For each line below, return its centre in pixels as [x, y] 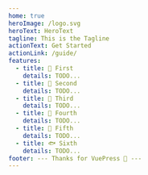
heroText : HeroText [41, 31]
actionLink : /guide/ [43, 53]
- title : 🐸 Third [45, 98]
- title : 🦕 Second [47, 83]
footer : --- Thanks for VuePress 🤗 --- [75, 158]
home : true [27, 16]
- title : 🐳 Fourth [47, 114]
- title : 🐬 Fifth [45, 128]
